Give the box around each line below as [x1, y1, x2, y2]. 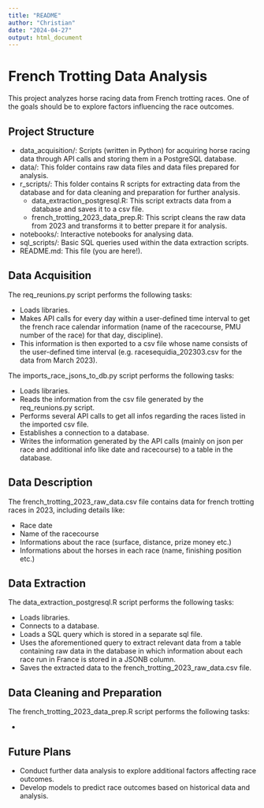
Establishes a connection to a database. [19, 427, 150, 438]
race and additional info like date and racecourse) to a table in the [19, 445, 233, 454]
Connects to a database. [19, 621, 100, 631]
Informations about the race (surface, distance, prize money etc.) [19, 537, 232, 546]
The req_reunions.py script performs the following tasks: [8, 289, 192, 300]
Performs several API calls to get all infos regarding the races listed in [19, 411, 246, 420]
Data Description [8, 476, 93, 490]
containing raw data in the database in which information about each [19, 646, 243, 656]
